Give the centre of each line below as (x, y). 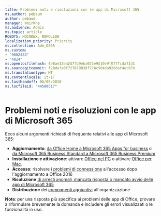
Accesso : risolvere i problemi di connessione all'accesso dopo (74, 169)
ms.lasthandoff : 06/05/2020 (33, 82)
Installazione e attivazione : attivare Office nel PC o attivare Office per (82, 159)
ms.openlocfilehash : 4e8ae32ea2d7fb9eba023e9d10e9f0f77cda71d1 (70, 64)
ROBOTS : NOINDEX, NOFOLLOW (32, 37)
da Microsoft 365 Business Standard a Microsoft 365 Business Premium (84, 154)
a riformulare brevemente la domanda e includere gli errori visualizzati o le (79, 204)
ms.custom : (16, 50)
